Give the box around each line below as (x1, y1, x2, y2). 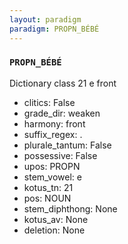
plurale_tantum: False (23, 139, 112, 151)
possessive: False (23, 149, 98, 161)
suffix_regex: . (23, 128, 83, 140)
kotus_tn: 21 (23, 181, 74, 193)
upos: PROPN (23, 160, 81, 172)
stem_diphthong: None (23, 202, 118, 215)
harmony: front (23, 117, 86, 130)
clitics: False (23, 96, 76, 108)
